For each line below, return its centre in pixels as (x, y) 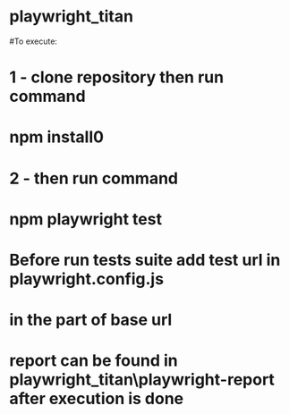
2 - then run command (94, 178)
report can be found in (93, 361)
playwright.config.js (86, 279)
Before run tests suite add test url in (145, 260)
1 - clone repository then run (117, 77)
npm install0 (57, 137)
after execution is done (97, 399)
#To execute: (34, 41)
